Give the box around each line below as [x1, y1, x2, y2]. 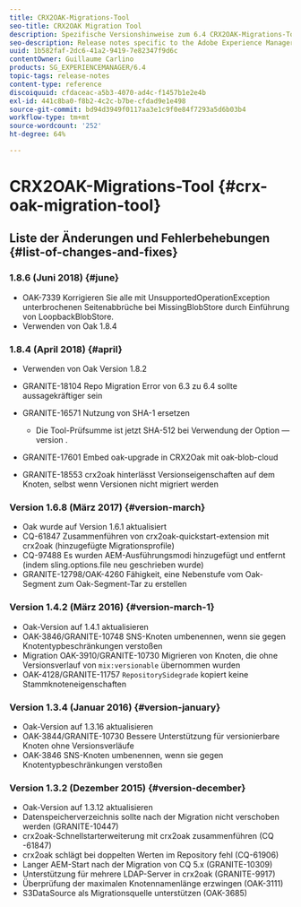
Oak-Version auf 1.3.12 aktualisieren [21, 802, 154, 813]
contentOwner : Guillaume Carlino [9, 55, 134, 64]
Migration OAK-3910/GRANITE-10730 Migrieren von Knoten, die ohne [21, 650, 279, 661]
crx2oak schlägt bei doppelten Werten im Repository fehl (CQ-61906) [21, 850, 279, 860]
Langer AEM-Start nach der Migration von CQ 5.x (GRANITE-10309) [21, 859, 273, 870]
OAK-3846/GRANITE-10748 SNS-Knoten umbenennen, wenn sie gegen [21, 631, 287, 642]
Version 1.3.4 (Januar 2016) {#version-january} [9, 701, 221, 713]
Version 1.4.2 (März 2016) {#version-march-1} [9, 601, 215, 614]
